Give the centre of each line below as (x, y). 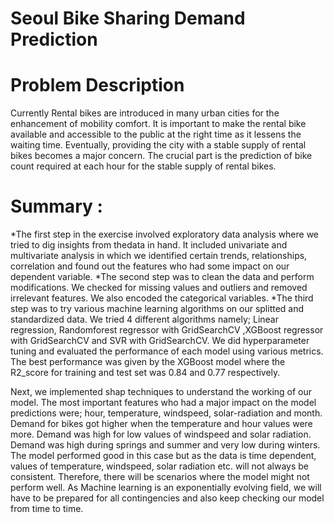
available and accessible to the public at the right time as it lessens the (156, 134)
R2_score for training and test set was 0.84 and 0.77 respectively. (145, 373)
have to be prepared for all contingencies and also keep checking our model (167, 498)
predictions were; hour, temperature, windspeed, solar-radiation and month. (166, 413)
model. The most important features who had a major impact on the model (163, 403)
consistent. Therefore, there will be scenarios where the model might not (160, 477)
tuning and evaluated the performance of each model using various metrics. (167, 351)
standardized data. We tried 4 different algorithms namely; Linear (144, 319)
